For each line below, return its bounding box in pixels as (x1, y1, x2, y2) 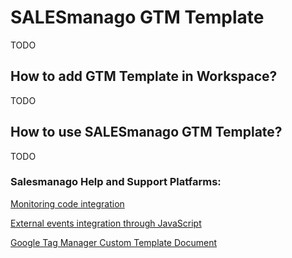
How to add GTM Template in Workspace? (10, 68, 278, 85)
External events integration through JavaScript (10, 217, 202, 229)
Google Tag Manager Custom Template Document (10, 236, 218, 248)
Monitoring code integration (10, 197, 125, 210)
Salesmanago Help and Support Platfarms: (10, 175, 222, 189)
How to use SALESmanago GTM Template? (10, 124, 283, 141)
